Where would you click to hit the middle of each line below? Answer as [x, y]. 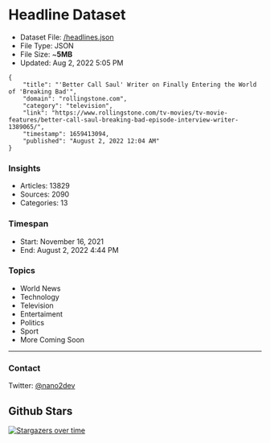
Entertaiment [41, 314]
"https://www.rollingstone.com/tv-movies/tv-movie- [139, 113]
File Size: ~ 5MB [46, 54]
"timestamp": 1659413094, [66, 134]
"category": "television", [68, 106]
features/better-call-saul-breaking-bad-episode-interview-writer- [124, 120]
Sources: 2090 [45, 194]
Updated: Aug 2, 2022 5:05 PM [72, 63]
